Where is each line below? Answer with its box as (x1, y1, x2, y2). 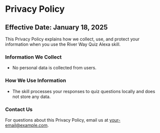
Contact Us (5, 106, 33, 113)
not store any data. (12, 94, 51, 100)
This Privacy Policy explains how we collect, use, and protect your (5, 36, 140, 42)
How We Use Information (5, 77, 67, 84)
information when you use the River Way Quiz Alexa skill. (5, 41, 121, 47)
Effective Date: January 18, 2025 (5, 23, 108, 32)
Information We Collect (5, 53, 62, 60)
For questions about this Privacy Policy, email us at (5, 117, 109, 123)
